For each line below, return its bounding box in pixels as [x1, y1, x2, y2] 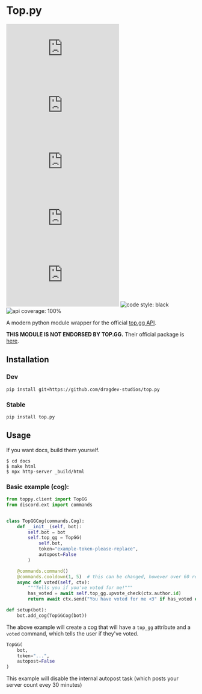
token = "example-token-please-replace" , [38, 546, 138, 552]
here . [6, 337, 19, 344]
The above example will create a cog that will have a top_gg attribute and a [6, 623, 191, 631]
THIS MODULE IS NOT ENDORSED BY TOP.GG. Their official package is [6, 330, 185, 338]
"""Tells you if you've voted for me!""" [28, 585, 133, 591]
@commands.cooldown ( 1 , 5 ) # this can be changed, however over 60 [17, 573, 189, 579]
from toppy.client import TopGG [6, 496, 87, 502]
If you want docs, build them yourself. [6, 446, 100, 453]
